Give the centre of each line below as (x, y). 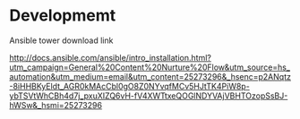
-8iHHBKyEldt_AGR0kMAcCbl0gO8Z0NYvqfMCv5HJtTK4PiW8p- (130, 86)
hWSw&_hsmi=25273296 (56, 105)
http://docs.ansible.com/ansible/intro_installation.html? (111, 57)
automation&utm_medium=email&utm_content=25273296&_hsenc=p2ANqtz (150, 76)
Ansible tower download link (61, 40)
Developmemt (63, 16)
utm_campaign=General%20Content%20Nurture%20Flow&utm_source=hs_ (150, 67)
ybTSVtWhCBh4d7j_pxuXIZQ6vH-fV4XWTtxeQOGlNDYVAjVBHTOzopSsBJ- (149, 96)
